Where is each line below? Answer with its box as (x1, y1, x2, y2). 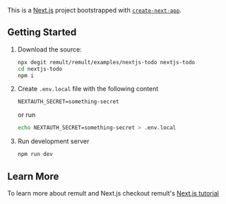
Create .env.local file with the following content (17, 85, 159, 93)
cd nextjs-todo (17, 65, 63, 73)
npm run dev (17, 151, 53, 158)
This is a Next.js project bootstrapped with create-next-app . (7, 6, 182, 14)
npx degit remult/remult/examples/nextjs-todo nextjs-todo (17, 59, 196, 66)
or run (17, 111, 36, 119)
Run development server (17, 137, 90, 145)
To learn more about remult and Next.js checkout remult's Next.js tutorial (7, 189, 219, 197)
